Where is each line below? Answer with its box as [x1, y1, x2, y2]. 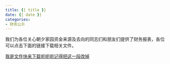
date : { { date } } [5, 12, 42, 17]
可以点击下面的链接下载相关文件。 [5, 43, 76, 49]
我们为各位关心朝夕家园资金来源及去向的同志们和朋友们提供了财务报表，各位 [5, 36, 165, 42]
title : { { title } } [5, 7, 47, 13]
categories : [5, 17, 30, 22]
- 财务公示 [5, 21, 25, 27]
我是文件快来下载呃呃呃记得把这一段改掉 [5, 53, 90, 59]
